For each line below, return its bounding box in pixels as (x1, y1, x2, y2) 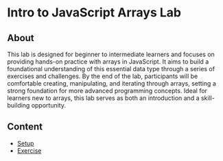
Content (7, 121, 43, 133)
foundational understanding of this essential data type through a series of (7, 65, 215, 73)
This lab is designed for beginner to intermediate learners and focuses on (7, 50, 215, 58)
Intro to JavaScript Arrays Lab (7, 5, 182, 21)
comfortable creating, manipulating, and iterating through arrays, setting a (7, 79, 216, 87)
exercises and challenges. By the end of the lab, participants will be (7, 72, 198, 80)
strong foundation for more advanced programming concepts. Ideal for (7, 87, 208, 95)
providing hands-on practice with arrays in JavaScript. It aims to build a (7, 58, 209, 66)
